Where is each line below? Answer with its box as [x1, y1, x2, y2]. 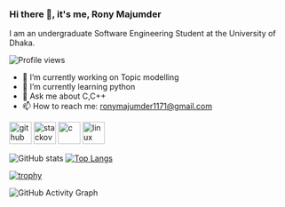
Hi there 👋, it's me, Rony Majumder [9, 8, 162, 20]
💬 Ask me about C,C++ [21, 91, 107, 101]
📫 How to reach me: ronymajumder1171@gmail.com [21, 101, 213, 112]
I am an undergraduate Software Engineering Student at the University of [9, 28, 277, 39]
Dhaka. [9, 37, 36, 48]
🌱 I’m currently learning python [21, 82, 136, 92]
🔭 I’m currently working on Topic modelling [21, 72, 179, 83]
